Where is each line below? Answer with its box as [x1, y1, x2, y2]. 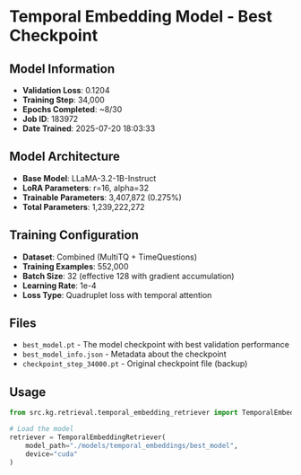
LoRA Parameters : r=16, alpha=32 [21, 182, 150, 193]
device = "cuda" [25, 449, 78, 459]
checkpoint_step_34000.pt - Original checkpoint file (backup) [21, 358, 248, 369]
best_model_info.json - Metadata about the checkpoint [21, 348, 227, 360]
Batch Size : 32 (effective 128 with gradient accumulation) [21, 270, 235, 281]
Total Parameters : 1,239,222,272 [21, 201, 145, 212]
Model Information [9, 61, 116, 76]
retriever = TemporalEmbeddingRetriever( [9, 433, 167, 442]
